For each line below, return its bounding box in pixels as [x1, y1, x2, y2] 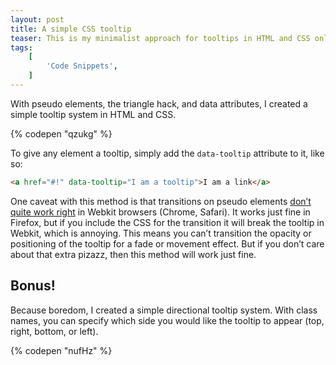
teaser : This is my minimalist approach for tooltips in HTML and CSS [10, 33, 311, 43]
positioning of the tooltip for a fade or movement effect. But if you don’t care [10, 237, 325, 250]
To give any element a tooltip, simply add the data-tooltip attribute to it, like [10, 147, 325, 159]
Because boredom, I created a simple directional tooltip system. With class [10, 304, 318, 316]
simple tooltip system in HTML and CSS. [10, 108, 177, 120]
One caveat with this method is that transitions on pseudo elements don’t [10, 195, 312, 207]
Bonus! [10, 277, 56, 295]
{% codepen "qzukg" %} [10, 127, 113, 140]
